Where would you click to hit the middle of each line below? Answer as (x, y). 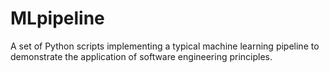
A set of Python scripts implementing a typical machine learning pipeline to (165, 46)
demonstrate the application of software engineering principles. (141, 56)
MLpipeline (57, 18)
